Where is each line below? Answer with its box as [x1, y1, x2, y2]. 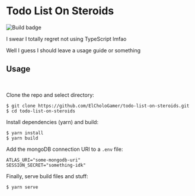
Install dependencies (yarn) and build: [6, 118, 99, 125]
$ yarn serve [6, 184, 39, 190]
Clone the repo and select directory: [6, 91, 95, 99]
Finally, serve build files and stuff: [6, 172, 88, 179]
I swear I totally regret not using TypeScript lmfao [6, 35, 127, 42]
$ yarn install [6, 129, 44, 136]
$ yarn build [6, 135, 39, 141]
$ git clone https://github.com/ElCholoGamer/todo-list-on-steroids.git [6, 103, 190, 109]
